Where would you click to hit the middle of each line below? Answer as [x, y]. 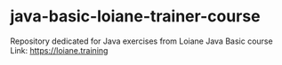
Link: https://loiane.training [59, 50]
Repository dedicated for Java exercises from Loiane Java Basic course [142, 41]
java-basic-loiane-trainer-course [135, 16]
